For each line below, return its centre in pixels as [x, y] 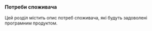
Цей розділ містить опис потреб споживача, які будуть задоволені [76, 18]
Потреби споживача [31, 7]
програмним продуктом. [31, 23]
